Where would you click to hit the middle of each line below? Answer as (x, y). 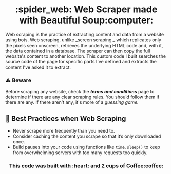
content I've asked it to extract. (38, 67)
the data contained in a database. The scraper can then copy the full (78, 51)
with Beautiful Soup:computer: (86, 20)
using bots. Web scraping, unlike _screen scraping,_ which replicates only (83, 40)
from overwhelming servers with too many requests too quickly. (80, 153)
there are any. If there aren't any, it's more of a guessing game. (72, 102)
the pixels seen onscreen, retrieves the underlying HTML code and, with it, (84, 45)
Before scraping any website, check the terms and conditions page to (80, 92)
